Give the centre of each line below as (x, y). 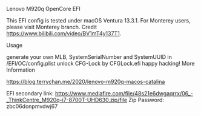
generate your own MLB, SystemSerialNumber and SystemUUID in (89, 57)
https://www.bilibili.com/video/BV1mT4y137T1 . (64, 33)
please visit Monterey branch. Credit (52, 27)
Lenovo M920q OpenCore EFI (43, 9)
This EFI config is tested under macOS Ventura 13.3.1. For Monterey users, (98, 20)
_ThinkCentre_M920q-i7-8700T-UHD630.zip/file (67, 100)
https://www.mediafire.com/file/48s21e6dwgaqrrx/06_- (124, 93)
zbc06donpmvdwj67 (32, 106)
